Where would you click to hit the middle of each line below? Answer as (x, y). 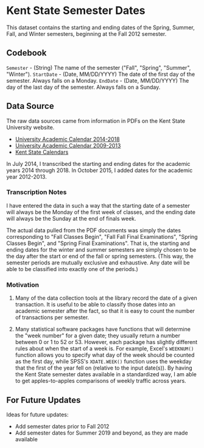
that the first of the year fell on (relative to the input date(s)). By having (104, 368)
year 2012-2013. (26, 176)
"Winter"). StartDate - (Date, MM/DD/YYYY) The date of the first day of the (101, 74)
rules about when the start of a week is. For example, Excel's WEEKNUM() (104, 349)
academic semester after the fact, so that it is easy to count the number (105, 311)
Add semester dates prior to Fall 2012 (62, 426)
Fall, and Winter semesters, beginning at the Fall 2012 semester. (86, 33)
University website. (30, 127)
